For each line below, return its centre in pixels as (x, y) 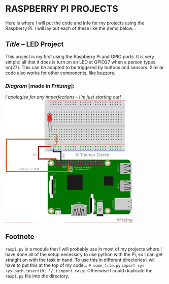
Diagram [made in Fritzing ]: (40, 86)
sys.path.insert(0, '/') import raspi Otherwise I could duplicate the (79, 270)
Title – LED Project (35, 44)
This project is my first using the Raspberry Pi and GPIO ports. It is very (80, 56)
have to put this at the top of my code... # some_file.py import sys (75, 265)
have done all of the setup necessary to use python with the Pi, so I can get (84, 254)
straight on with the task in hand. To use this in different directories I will (80, 260)
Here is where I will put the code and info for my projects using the (75, 23)
